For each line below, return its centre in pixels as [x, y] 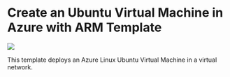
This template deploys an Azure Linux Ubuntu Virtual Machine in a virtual [112, 60]
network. [20, 67]
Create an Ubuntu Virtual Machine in [115, 13]
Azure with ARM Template [85, 27]
